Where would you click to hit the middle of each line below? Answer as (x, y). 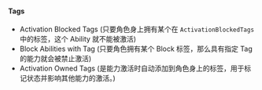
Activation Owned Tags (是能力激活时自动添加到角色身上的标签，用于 (132, 68)
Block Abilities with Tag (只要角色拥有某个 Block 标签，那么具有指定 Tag (136, 49)
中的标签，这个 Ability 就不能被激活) (77, 39)
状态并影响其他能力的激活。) (71, 78)
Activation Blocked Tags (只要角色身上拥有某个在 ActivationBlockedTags (137, 29)
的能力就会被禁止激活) (55, 59)
